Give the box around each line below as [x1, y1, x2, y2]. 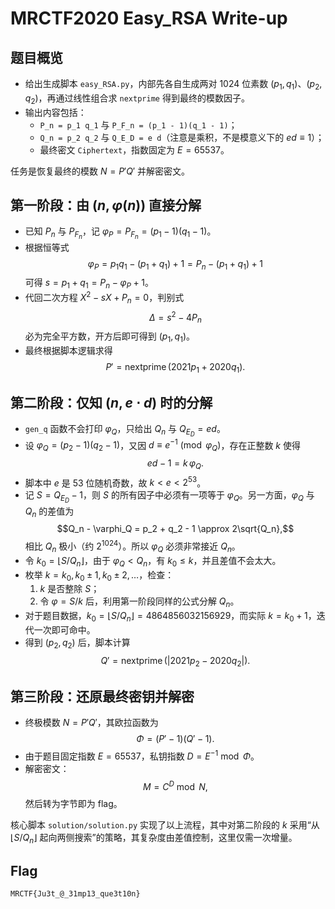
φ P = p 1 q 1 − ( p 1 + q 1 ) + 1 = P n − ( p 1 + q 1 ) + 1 [87, 257, 263, 272]
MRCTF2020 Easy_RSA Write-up [10, 7, 288, 30]
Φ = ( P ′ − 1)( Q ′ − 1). [136, 733, 215, 745]
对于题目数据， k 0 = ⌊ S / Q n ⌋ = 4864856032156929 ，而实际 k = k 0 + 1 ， [24, 610, 317, 624]
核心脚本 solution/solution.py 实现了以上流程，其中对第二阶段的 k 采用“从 [10, 818, 320, 831]
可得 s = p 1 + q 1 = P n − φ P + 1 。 [24, 277, 154, 291]
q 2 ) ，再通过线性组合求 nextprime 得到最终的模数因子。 [24, 92, 250, 106]
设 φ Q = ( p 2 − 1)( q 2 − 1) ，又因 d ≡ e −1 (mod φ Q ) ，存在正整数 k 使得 [24, 437, 301, 454]
